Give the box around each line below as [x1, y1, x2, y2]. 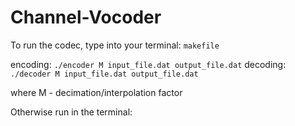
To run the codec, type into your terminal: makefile [10, 39, 220, 51]
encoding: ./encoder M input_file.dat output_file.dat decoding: [10, 58, 287, 70]
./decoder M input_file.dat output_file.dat [10, 69, 199, 79]
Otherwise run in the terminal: [10, 106, 133, 118]
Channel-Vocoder [10, 6, 162, 29]
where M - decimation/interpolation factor [10, 86, 183, 98]
